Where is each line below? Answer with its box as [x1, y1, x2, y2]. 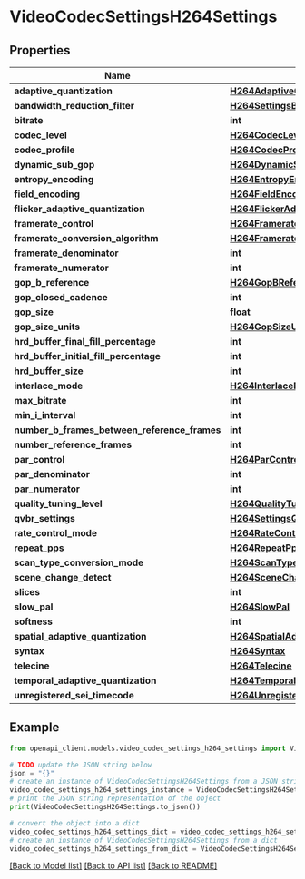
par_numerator [14, 483, 80, 495]
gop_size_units [14, 320, 80, 333]
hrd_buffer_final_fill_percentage [14, 336, 156, 347]
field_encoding [14, 188, 80, 200]
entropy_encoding [14, 173, 94, 185]
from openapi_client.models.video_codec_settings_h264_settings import [9, 744, 286, 753]
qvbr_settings [14, 513, 75, 524]
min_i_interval [14, 409, 76, 421]
